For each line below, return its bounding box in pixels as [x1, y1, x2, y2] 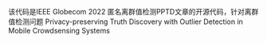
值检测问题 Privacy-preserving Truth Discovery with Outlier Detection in [8, 17, 243, 26]
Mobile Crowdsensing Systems [8, 26, 110, 35]
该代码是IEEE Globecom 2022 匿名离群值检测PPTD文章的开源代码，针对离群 [8, 7, 259, 16]
